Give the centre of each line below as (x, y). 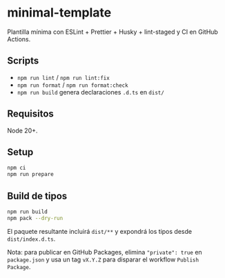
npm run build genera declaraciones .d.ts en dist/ (90, 92)
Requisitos (30, 114)
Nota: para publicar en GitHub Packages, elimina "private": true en (105, 252)
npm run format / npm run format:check (73, 85)
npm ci (17, 168)
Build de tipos (37, 196)
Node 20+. (22, 130)
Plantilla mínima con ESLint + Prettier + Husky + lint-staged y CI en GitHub (113, 32)
